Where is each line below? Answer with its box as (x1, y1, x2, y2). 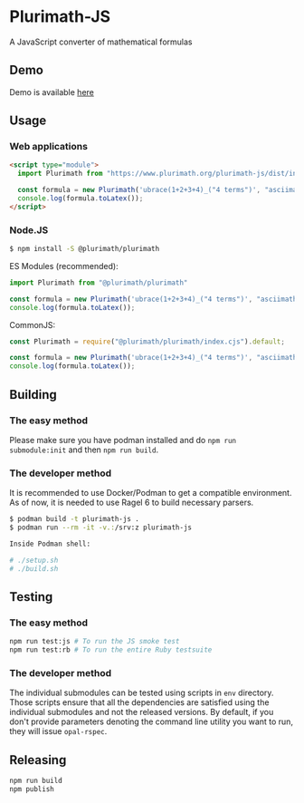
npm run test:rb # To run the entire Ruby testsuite (9, 645, 213, 654)
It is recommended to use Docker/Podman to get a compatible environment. (9, 488, 292, 498)
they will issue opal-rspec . (9, 726, 108, 737)
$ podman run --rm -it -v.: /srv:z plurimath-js (9, 523, 193, 532)
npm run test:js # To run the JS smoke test (9, 637, 180, 646)
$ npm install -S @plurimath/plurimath (9, 245, 160, 254)
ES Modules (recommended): (9, 260, 119, 271)
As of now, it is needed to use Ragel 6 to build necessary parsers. (9, 497, 254, 508)
